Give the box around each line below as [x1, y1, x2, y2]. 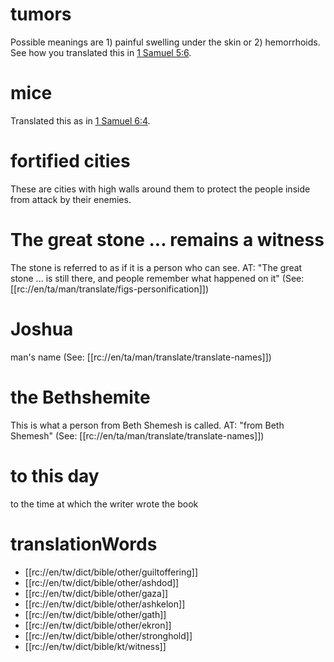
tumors [10, 3, 72, 26]
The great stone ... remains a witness [10, 229, 325, 251]
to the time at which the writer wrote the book [10, 498, 199, 510]
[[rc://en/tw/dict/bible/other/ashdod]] [24, 576, 180, 588]
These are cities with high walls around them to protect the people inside [10, 183, 311, 195]
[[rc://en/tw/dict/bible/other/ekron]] [24, 619, 172, 631]
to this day [10, 464, 100, 487]
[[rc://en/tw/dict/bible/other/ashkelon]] [24, 598, 186, 610]
